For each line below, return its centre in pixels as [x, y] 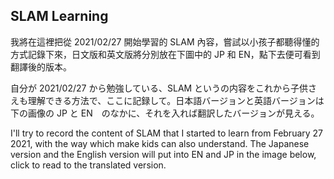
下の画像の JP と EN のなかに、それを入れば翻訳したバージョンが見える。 [165, 113]
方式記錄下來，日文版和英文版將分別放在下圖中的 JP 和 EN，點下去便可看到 [165, 54]
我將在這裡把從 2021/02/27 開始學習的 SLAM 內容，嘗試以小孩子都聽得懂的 [165, 41]
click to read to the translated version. [88, 165]
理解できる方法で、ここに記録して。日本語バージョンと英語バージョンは [176, 100]
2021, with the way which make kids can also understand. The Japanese [160, 143]
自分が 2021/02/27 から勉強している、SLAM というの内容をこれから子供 [159, 88]
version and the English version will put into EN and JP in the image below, [163, 154]
